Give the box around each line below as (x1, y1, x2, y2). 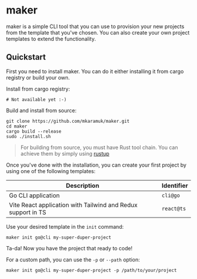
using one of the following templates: (6, 167, 96, 174)
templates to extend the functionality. (6, 35, 96, 42)
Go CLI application (9, 191, 60, 199)
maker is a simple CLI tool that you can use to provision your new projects (6, 23, 185, 30)
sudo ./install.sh (6, 133, 51, 139)
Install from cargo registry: (6, 85, 70, 92)
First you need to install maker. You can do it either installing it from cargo (6, 68, 184, 75)
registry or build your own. (6, 74, 70, 81)
